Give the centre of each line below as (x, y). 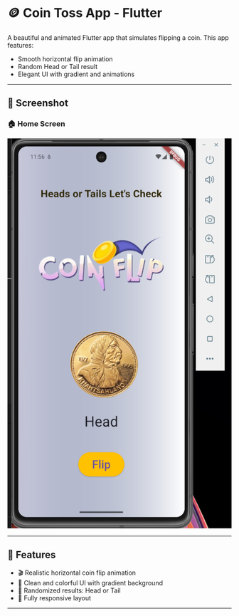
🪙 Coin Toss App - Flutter (85, 13)
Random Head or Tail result (58, 66)
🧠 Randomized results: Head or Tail (69, 590)
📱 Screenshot (38, 103)
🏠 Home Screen (36, 124)
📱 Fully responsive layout (54, 597)
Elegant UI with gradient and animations (76, 74)
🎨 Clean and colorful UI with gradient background (90, 583)
